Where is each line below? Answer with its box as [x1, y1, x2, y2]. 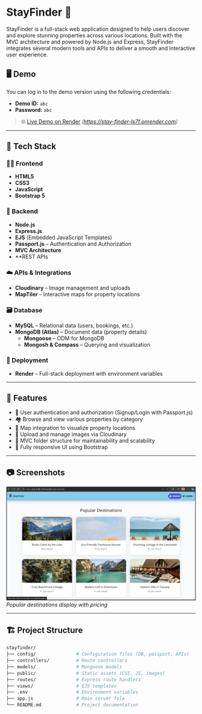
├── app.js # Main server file [6, 695, 125, 702]
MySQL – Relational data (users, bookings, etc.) [14, 322, 133, 329]
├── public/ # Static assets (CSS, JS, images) [6, 670, 165, 676]
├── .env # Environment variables [6, 689, 138, 695]
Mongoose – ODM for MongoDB [23, 335, 105, 342]
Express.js [14, 227, 42, 234]
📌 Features [6, 393, 47, 403]
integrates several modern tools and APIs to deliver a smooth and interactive [6, 45, 195, 52]
